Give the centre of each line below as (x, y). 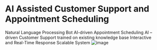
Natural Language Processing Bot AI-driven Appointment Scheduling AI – (79, 32)
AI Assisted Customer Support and (77, 9)
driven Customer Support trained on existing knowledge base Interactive (78, 37)
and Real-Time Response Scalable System (48, 42)
